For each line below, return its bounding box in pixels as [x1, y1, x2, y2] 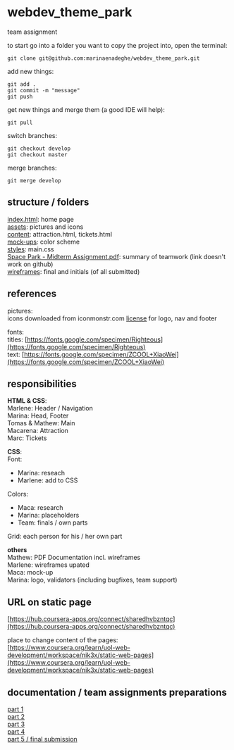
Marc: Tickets [7, 434, 47, 442]
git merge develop [7, 177, 61, 184]
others [7, 546, 27, 554]
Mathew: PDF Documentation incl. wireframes [7, 554, 141, 562]
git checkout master [7, 151, 68, 158]
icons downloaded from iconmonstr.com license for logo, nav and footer [7, 314, 217, 323]
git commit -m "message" [7, 87, 80, 94]
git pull [7, 119, 33, 126]
